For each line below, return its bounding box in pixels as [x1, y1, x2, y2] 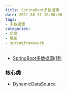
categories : [5, 26, 30, 32]
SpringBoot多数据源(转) [12, 55, 62, 61]
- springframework [5, 41, 44, 46]
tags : [5, 17, 17, 22]
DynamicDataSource [12, 81, 56, 87]
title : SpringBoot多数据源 [5, 7, 59, 13]
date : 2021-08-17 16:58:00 [5, 12, 62, 17]
